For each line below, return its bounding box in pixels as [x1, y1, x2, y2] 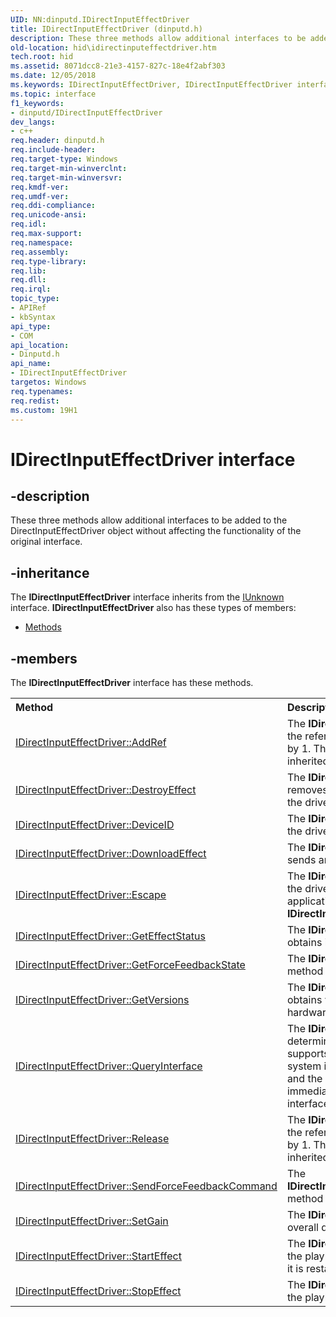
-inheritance [10, 564, 90, 581]
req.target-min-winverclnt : [10, 163, 128, 173]
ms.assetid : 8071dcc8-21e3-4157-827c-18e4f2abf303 [10, 61, 226, 71]
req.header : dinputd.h [10, 136, 105, 146]
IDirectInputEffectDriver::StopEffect [15, 1284, 182, 1298]
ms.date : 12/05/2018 [10, 71, 97, 81]
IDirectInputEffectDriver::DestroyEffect [15, 783, 197, 796]
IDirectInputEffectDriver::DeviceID [15, 818, 175, 831]
